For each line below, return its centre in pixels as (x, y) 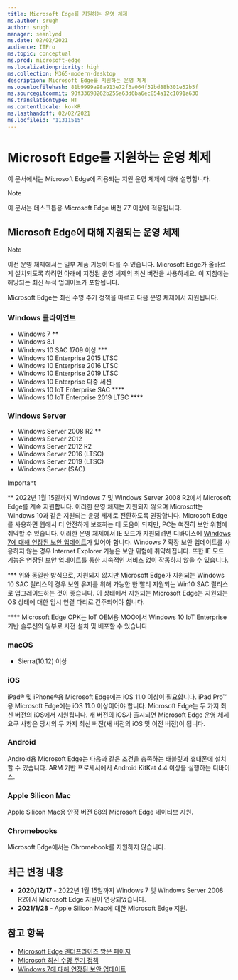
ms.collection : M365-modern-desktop (61, 73)
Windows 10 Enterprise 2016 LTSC (68, 365)
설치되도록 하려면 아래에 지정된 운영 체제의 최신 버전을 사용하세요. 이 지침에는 (122, 274)
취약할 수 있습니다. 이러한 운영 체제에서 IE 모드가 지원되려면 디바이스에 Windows (119, 533)
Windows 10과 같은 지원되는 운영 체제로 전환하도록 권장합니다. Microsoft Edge (117, 515)
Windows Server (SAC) (51, 469)
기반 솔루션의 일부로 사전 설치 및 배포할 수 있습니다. (78, 626)
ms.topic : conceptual (39, 54)
